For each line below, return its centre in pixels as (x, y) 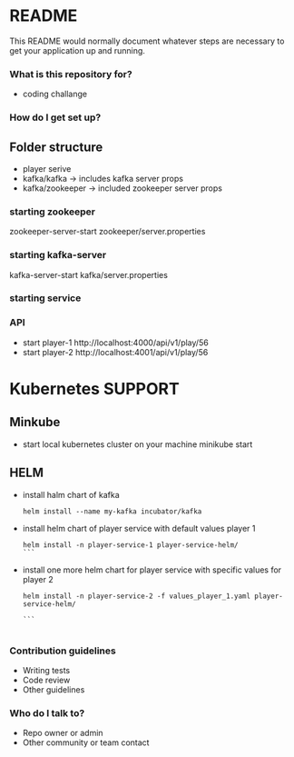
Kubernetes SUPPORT (94, 388)
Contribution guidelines (63, 651)
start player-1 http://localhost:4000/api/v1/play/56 (115, 343)
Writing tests (46, 670)
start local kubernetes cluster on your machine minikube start (137, 444)
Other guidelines (54, 689)
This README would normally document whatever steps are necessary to (147, 41)
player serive (47, 168)
